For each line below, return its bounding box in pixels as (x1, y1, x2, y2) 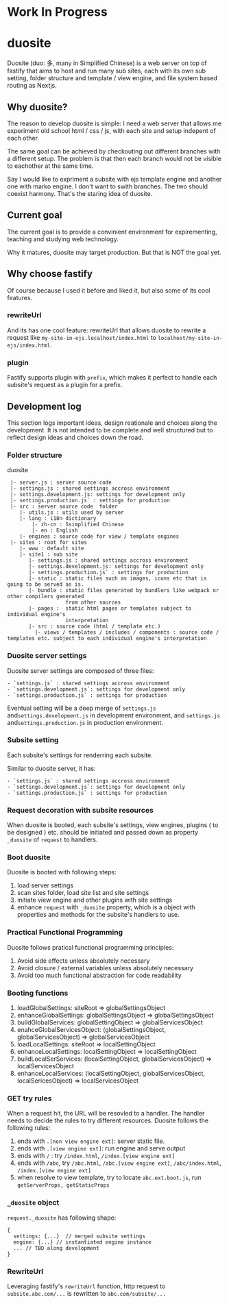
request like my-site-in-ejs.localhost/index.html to (7, 333, 156, 341)
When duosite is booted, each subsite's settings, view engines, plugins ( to (7, 821, 219, 829)
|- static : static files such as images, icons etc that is (28, 575, 207, 582)
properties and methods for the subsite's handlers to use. (16, 911, 180, 919)
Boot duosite (7, 852, 51, 862)
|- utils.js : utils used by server (19, 509, 125, 516)
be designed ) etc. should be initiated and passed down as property (7, 828, 199, 837)
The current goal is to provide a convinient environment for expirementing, (7, 227, 217, 236)
